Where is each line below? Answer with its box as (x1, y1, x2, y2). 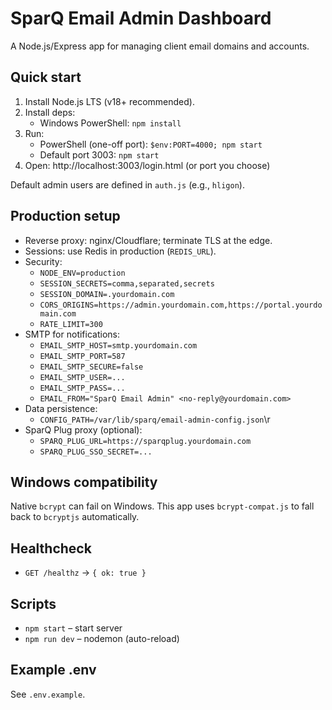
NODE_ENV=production (39, 268, 126, 278)
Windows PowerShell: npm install (39, 117, 182, 129)
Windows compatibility (10, 473, 158, 491)
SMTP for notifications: (24, 328, 120, 340)
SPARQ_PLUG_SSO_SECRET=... (39, 447, 153, 457)
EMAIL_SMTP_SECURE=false (39, 362, 144, 372)
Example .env (10, 662, 97, 679)
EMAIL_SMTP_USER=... (39, 372, 126, 382)
